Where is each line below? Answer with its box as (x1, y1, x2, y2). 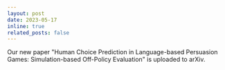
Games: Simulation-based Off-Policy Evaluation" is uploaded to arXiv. (7, 56, 206, 64)
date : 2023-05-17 (7, 16, 57, 23)
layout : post (7, 10, 45, 17)
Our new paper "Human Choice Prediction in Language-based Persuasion (7, 48, 218, 56)
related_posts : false (7, 29, 70, 36)
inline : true (7, 23, 45, 30)
